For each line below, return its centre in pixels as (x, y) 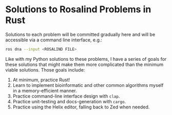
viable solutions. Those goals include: (45, 70)
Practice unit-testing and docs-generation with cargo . (69, 101)
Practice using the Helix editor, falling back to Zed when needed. (81, 107)
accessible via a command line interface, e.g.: (54, 40)
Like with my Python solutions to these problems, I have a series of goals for (86, 59)
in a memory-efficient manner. (45, 90)
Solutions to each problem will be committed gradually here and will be (80, 34)
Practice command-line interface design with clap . (66, 96)
